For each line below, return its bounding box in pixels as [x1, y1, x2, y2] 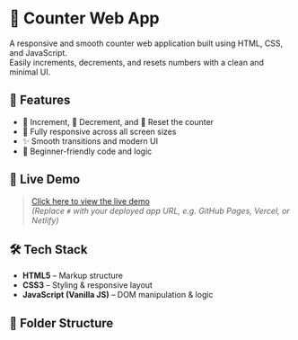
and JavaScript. [9, 47, 67, 58]
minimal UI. [9, 67, 51, 77]
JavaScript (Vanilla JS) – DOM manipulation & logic [22, 290, 214, 300]
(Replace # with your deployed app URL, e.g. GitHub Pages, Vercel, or [31, 205, 290, 216]
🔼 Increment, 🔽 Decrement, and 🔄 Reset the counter [22, 116, 214, 127]
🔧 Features [9, 93, 71, 108]
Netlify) [31, 215, 59, 226]
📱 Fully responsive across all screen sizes [22, 126, 177, 137]
